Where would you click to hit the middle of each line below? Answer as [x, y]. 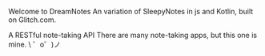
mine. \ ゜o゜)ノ [35, 44]
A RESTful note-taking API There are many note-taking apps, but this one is [133, 35]
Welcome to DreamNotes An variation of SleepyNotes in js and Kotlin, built [131, 11]
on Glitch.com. [32, 20]
